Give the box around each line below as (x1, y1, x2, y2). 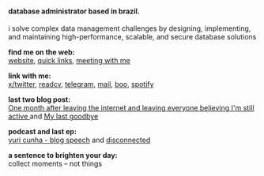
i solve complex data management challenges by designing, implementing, (8, 24, 251, 33)
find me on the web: (8, 47, 75, 57)
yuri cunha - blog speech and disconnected (8, 135, 151, 145)
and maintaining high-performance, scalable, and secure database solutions (8, 32, 257, 42)
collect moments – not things (8, 159, 103, 169)
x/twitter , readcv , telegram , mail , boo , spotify (8, 80, 154, 89)
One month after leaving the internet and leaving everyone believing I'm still (8, 103, 255, 113)
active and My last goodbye (8, 111, 99, 122)
